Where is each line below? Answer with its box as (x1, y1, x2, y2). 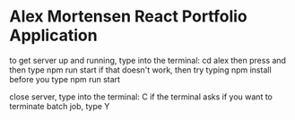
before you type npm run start (9, 73, 121, 84)
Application (9, 25, 98, 46)
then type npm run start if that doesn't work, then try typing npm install (9, 64, 272, 75)
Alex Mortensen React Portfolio (9, 6, 248, 27)
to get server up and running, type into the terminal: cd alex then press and (9, 55, 287, 65)
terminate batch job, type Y (9, 100, 110, 111)
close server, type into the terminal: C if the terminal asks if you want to (9, 91, 273, 102)
